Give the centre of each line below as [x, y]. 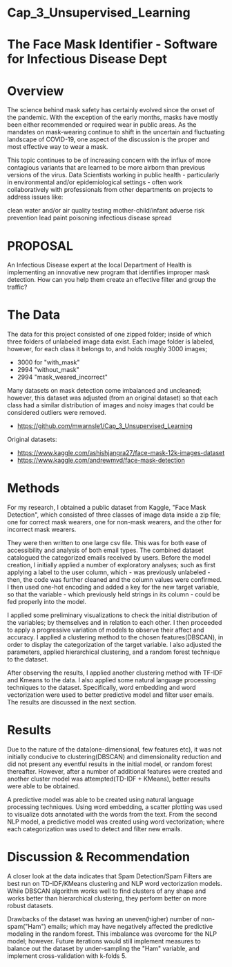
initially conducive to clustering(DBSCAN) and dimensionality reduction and [115, 757]
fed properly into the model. [47, 602]
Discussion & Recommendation [98, 857]
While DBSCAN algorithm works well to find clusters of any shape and [107, 891]
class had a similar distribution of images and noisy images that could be [110, 405]
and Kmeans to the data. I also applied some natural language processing [112, 680]
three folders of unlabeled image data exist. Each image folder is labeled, [111, 341]
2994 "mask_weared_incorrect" [62, 377]
